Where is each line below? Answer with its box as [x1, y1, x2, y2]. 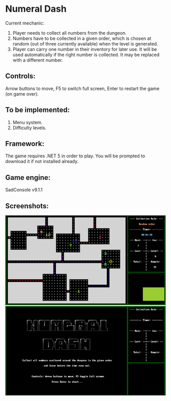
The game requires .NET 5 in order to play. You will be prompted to [5, 153, 146, 159]
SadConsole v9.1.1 [5, 187, 43, 193]
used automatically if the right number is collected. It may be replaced [12, 52, 160, 58]
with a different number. [12, 57, 63, 63]
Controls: [5, 72, 36, 81]
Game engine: [5, 173, 51, 182]
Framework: [5, 139, 45, 148]
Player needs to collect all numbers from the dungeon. [12, 30, 127, 36]
